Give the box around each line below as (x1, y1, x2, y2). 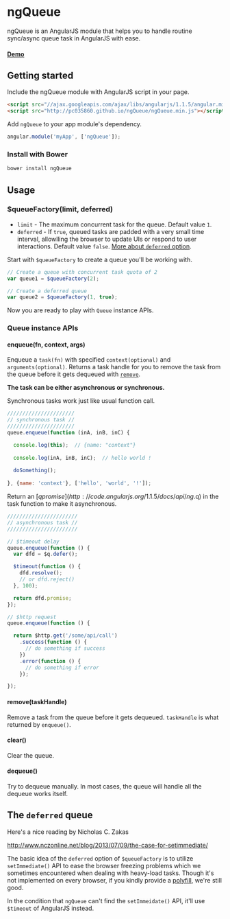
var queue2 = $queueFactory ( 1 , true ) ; (7, 294, 118, 301)
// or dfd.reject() (19, 576, 75, 583)
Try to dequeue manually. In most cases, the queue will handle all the (7, 782, 202, 790)
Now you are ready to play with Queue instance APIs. (7, 306, 154, 314)
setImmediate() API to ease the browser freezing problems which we (7, 861, 201, 870)
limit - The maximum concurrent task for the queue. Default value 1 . (16, 220, 212, 229)
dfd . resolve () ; (19, 570, 63, 577)
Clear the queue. (7, 751, 55, 759)
